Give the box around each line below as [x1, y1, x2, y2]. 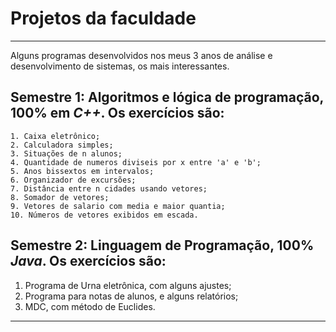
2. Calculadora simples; [10, 140, 114, 150]
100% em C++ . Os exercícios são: [10, 105, 225, 122]
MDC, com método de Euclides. [24, 300, 156, 312]
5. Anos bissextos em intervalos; [10, 166, 155, 176]
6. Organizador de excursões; [10, 175, 137, 185]
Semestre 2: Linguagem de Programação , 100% [10, 237, 315, 254]
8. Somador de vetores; [10, 192, 110, 202]
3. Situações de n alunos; [10, 148, 123, 159]
